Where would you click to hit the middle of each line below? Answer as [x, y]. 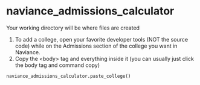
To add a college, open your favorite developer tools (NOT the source [102, 39]
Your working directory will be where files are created [73, 28]
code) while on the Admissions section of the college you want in [96, 46]
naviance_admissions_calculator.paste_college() [69, 76]
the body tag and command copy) [57, 65]
